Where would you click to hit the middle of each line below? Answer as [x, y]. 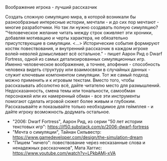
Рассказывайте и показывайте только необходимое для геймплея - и [79, 107]
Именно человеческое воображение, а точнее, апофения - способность [83, 64]
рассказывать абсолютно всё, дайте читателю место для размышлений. [83, 85]
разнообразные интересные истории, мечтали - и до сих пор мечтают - [82, 22]
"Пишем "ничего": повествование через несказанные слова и [79, 143]
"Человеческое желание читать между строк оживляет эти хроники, [79, 33]
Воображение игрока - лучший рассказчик [51, 7]
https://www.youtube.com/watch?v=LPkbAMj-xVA [64, 153]
